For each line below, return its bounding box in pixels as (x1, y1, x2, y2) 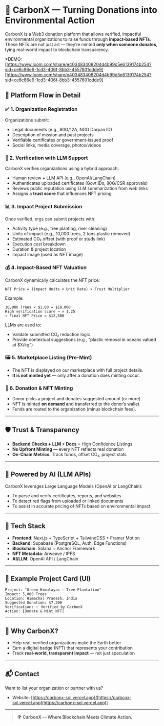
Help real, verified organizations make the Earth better (12, 640, 122, 646)
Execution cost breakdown (12, 241, 66, 247)
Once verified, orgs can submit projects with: (5, 216, 96, 222)
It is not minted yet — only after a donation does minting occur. (12, 372, 140, 378)
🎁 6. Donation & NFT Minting (5, 385, 73, 391)
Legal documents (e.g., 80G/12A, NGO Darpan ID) (12, 126, 112, 132)
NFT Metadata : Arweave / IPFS (12, 551, 76, 557)
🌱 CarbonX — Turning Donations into (5, 4, 158, 16)
